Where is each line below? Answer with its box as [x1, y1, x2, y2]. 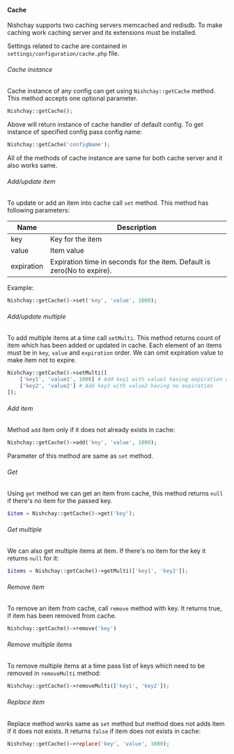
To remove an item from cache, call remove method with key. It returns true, [7, 604, 222, 613]
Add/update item [7, 177, 56, 185]
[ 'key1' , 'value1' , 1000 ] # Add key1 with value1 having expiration [19, 376, 223, 383]
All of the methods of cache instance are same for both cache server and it [7, 154, 223, 162]
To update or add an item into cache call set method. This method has [7, 199, 209, 207]
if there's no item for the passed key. [7, 497, 113, 505]
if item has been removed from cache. [7, 612, 117, 620]
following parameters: [7, 206, 70, 215]
